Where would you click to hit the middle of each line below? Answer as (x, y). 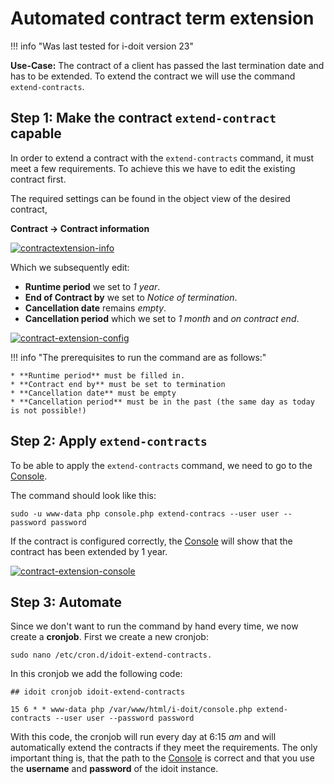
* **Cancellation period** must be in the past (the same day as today (162, 402)
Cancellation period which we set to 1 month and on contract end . (162, 318)
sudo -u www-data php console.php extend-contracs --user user (145, 513)
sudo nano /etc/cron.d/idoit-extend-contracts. (111, 655)
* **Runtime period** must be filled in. (98, 375)
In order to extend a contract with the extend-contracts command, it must (162, 158)
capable (36, 133)
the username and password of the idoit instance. (114, 769)
